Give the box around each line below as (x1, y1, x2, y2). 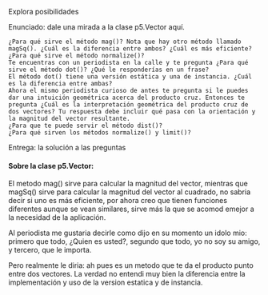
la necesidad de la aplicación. (8, 213, 106, 222)
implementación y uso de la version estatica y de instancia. (8, 277, 203, 287)
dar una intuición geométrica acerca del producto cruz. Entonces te (8, 94, 246, 102)
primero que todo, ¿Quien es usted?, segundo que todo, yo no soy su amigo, (8, 237, 261, 246)
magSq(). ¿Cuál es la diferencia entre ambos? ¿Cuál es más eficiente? (8, 45, 252, 53)
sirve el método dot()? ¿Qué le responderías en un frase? (8, 66, 210, 74)
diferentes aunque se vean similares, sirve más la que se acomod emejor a (8, 204, 254, 214)
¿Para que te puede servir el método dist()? (8, 122, 162, 130)
